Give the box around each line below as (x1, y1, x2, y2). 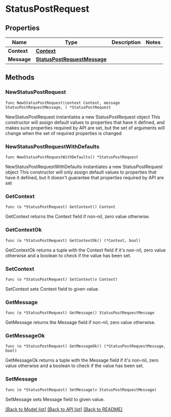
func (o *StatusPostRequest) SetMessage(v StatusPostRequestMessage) (5, 387, 157, 392)
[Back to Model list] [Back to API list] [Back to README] (5, 406, 123, 412)
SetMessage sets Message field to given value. (5, 396, 105, 402)
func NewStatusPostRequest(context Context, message (5, 100, 120, 105)
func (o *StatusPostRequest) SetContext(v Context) (5, 277, 118, 282)
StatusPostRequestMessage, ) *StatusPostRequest (5, 105, 111, 110)
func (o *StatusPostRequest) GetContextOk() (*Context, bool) (5, 238, 141, 243)
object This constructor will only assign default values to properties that (5, 169, 157, 175)
